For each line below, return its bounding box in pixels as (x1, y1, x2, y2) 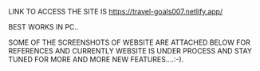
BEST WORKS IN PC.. (8, 22, 79, 31)
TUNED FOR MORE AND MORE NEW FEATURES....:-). (8, 55, 184, 64)
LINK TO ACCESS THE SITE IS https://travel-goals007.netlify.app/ (8, 7, 223, 16)
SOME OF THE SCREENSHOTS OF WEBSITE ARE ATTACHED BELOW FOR (8, 37, 251, 47)
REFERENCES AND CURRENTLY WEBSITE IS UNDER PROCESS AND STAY (8, 46, 253, 55)
